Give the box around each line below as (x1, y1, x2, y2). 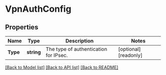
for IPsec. (45, 52, 68, 58)
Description (65, 38, 94, 44)
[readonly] (118, 52, 143, 58)
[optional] (118, 46, 141, 52)
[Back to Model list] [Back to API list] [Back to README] (5, 65, 119, 70)
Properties (5, 23, 39, 31)
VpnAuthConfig (5, 3, 72, 15)
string (26, 49, 41, 55)
